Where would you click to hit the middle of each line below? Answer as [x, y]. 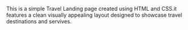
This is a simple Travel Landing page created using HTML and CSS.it [92, 9]
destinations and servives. [39, 21]
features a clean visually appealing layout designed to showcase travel [94, 15]
